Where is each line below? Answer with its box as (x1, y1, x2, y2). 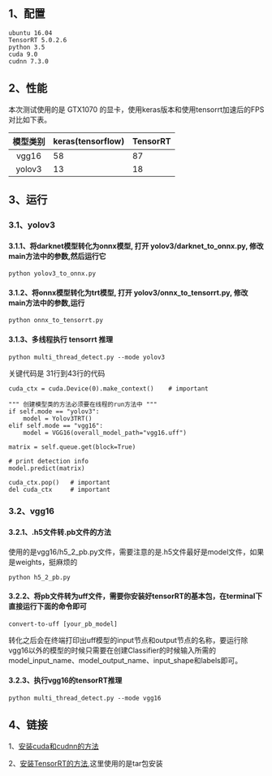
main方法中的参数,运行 (8, 298, 85, 308)
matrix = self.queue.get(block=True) (8, 442, 136, 451)
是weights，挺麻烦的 (8, 557, 78, 567)
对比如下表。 (8, 114, 51, 124)
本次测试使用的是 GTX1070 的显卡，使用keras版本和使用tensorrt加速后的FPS (8, 104, 265, 114)
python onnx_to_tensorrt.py (8, 317, 104, 325)
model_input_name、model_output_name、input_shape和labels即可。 (8, 655, 242, 665)
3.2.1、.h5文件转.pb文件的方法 (8, 528, 112, 537)
